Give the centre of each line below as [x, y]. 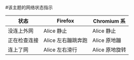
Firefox [65, 21]
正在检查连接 [23, 40]
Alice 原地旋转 [109, 50]
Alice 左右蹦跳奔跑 [65, 40]
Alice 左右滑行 [60, 50]
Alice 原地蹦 [107, 40]
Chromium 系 [109, 21]
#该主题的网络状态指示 [29, 7]
